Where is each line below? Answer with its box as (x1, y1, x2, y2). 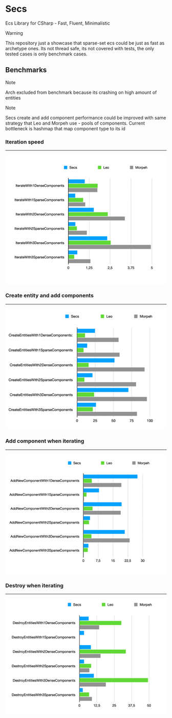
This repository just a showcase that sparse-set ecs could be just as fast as (5, 39, 165, 46)
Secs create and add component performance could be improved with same (5, 114, 166, 121)
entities (5, 94, 21, 101)
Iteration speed (5, 138, 45, 145)
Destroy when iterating (5, 582, 64, 589)
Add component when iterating (5, 437, 84, 445)
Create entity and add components (5, 292, 94, 299)
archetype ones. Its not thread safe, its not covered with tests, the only (5, 45, 155, 51)
